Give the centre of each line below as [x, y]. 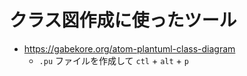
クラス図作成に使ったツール [123, 20]
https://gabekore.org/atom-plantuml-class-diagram [129, 48]
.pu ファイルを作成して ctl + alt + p [113, 60]
